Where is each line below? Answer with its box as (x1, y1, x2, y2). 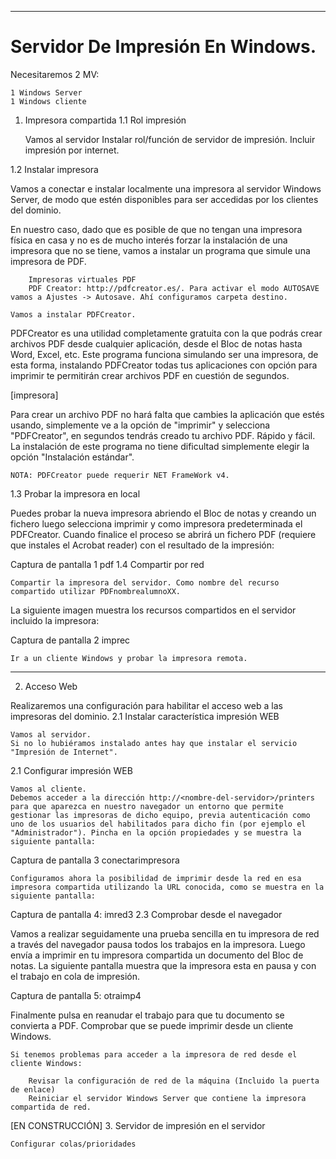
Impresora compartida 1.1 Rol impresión (24, 114, 187, 126)
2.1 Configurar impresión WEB (10, 764, 133, 776)
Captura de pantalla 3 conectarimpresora (10, 854, 180, 866)
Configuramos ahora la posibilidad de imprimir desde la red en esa (10, 873, 302, 883)
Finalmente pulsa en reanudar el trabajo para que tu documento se (10, 1009, 285, 1021)
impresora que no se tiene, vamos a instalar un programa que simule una (10, 244, 311, 256)
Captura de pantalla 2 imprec (10, 634, 131, 646)
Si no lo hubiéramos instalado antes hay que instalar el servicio (10, 738, 298, 748)
